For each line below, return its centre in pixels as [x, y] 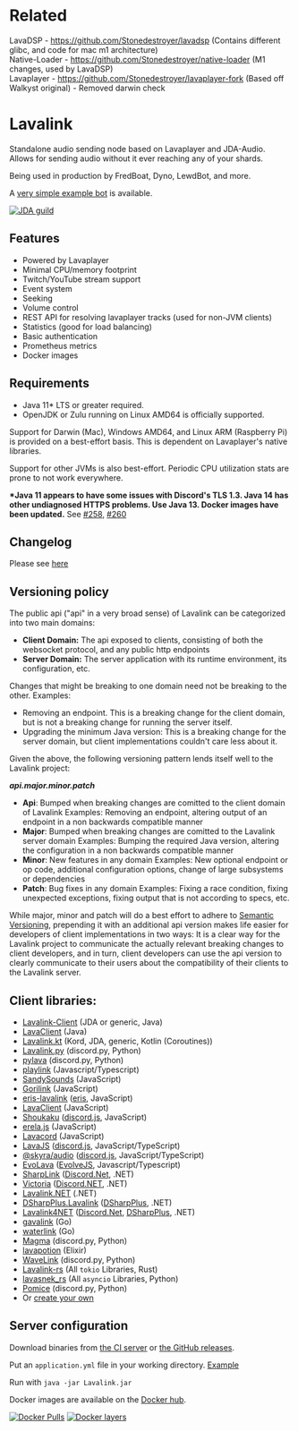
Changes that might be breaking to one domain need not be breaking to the [148, 686]
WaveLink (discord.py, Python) [79, 1259]
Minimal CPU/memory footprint [79, 269]
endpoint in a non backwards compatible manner [113, 822]
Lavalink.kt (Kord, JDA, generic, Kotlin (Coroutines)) [117, 1041]
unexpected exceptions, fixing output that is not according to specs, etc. [156, 898]
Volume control [50, 307]
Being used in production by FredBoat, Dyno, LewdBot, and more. [130, 175]
